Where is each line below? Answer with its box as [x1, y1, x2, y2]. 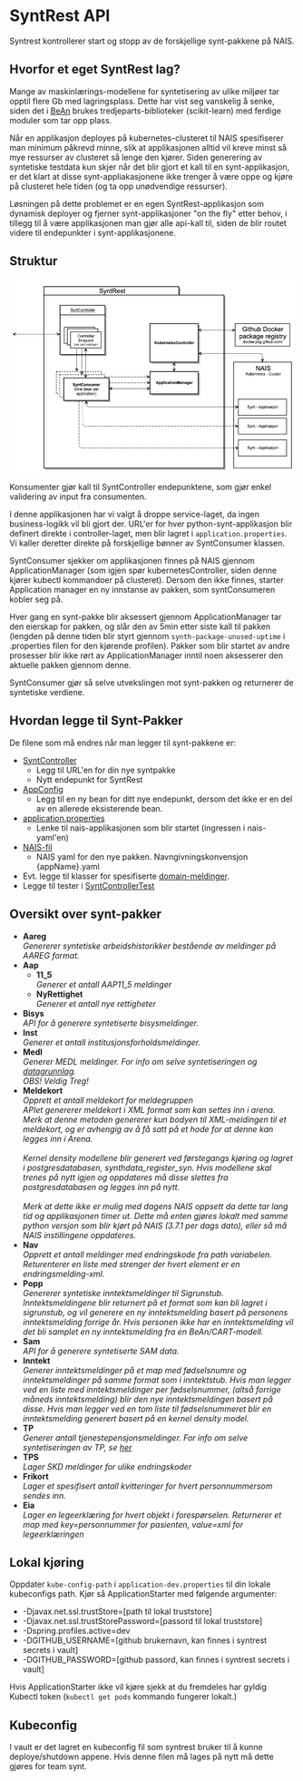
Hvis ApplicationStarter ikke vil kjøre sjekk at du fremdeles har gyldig [9, 1681, 268, 1693]
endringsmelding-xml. [22, 1268, 105, 1279]
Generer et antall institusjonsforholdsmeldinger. [22, 1037, 201, 1048]
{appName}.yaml [35, 861, 100, 871]
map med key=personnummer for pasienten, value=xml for [22, 1519, 244, 1530]
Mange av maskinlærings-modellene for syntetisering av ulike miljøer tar [9, 85, 279, 96]
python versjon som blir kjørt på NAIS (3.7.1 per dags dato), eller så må [22, 1220, 288, 1231]
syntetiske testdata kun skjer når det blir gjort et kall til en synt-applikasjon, [9, 161, 290, 172]
